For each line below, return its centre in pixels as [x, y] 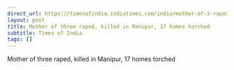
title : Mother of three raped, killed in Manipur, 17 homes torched [109, 26]
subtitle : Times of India [45, 33]
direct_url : [24, 14]
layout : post [26, 20]
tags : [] [20, 40]
